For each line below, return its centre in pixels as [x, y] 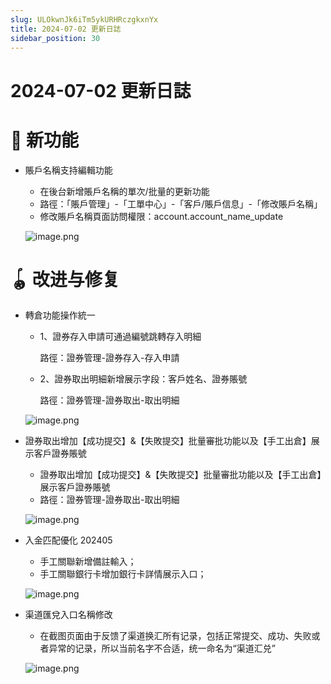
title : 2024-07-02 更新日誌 [66, 29]
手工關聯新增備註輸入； [88, 562]
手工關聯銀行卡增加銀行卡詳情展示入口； [123, 574]
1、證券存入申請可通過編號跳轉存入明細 [120, 337]
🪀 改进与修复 [65, 279]
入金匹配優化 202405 [68, 540]
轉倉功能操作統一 [60, 315]
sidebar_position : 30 [55, 38]
